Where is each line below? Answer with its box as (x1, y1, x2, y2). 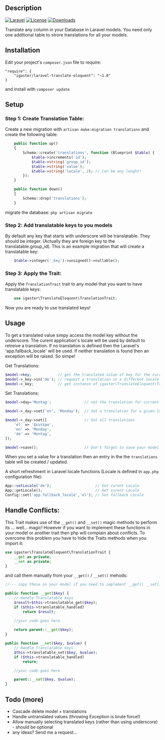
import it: (5, 540, 24, 546)
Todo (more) (5, 695, 44, 703)
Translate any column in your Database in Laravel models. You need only (5, 27, 152, 33)
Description (5, 4, 42, 12)
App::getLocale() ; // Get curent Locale (5, 488, 139, 493)
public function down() (14, 187, 63, 192)
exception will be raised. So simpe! (5, 353, 76, 359)
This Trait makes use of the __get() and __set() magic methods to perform (5, 519, 157, 525)
